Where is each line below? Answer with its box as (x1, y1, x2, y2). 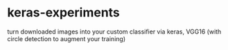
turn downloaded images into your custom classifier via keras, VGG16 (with (7, 27, 222, 36)
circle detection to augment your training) (7, 34, 126, 42)
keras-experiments (7, 5, 120, 21)
